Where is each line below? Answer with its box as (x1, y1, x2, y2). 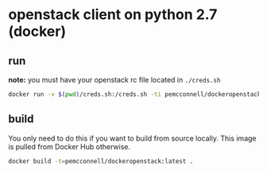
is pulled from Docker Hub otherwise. (8, 141, 131, 152)
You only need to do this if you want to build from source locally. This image (8, 133, 257, 143)
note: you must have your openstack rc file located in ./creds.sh (8, 75, 221, 84)
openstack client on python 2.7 (8, 6, 218, 24)
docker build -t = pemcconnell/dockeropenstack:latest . (8, 157, 194, 165)
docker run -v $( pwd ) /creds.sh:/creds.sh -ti (8, 90, 161, 98)
